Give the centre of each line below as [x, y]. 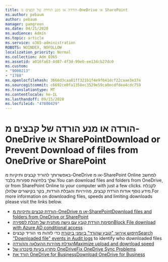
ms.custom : [17, 66]
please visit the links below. [34, 202]
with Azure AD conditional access [48, 228]
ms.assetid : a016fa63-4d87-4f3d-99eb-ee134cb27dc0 [60, 62]
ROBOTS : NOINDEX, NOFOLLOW [34, 47]
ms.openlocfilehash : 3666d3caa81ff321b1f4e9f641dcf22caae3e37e [73, 80]
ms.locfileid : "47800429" [32, 104]
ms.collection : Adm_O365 [31, 57]
